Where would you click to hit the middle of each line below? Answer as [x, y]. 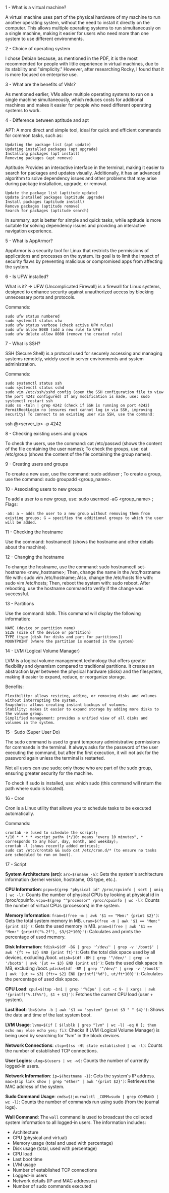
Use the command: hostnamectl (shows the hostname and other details [79, 542]
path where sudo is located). [35, 788]
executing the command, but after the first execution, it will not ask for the [82, 753]
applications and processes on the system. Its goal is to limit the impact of [82, 256]
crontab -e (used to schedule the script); [52, 833]
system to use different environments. [45, 39]
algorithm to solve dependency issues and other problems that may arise [81, 178]
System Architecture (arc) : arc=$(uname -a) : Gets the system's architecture [84, 874]
